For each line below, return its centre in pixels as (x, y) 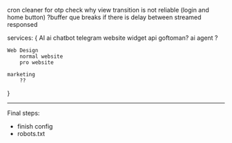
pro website (37, 63)
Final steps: (23, 113)
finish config (35, 126)
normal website (41, 56)
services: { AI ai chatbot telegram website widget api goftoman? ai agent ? (113, 38)
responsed (22, 24)
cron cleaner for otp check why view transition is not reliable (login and (108, 10)
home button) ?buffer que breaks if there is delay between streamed (104, 17)
